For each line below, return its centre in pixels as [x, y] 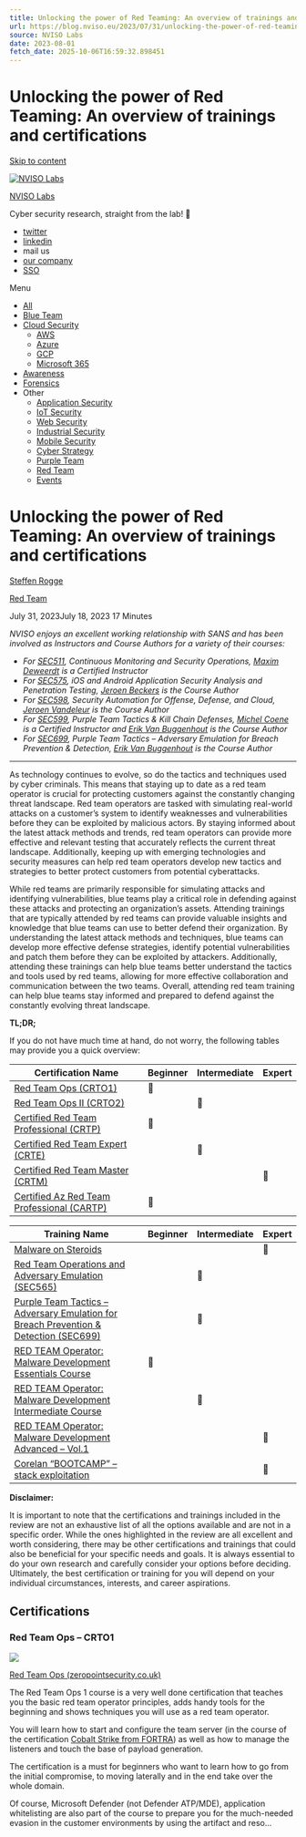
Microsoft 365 [62, 364]
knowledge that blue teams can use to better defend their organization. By [149, 928]
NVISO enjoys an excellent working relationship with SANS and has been [147, 634]
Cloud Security [51, 325]
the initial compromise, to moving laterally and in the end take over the [141, 1776]
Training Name [76, 1234]
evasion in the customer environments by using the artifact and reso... [141, 1822]
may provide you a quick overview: [75, 1050]
